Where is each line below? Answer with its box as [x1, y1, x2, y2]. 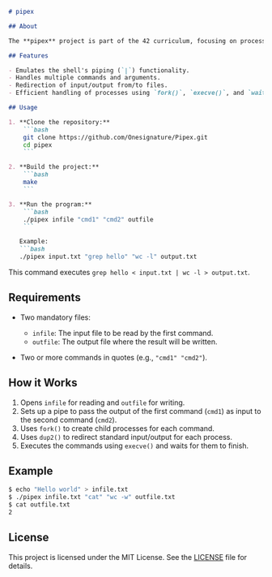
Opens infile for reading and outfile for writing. [19, 398, 185, 407]
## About [8, 22, 38, 30]
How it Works [8, 376, 78, 390]
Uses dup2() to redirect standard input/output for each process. [19, 432, 233, 441]
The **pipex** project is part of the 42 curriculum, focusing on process [8, 37, 266, 45]
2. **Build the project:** [8, 163, 100, 171]
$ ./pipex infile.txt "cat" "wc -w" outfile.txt [8, 493, 176, 502]
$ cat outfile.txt [8, 501, 70, 509]
